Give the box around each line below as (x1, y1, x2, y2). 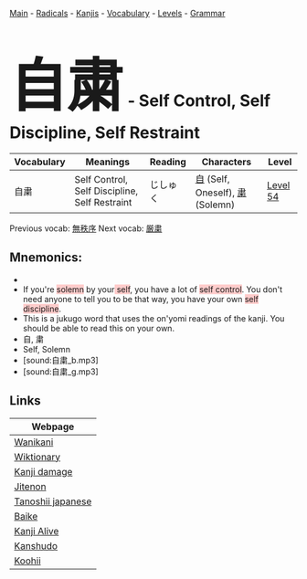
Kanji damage (14, 465, 73, 478)
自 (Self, (195, 173, 230, 185)
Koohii (14, 554, 41, 567)
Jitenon (14, 479, 47, 492)
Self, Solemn (22, 343, 71, 354)
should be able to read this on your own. (22, 322, 175, 333)
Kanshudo (14, 539, 58, 552)
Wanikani (14, 436, 54, 448)
